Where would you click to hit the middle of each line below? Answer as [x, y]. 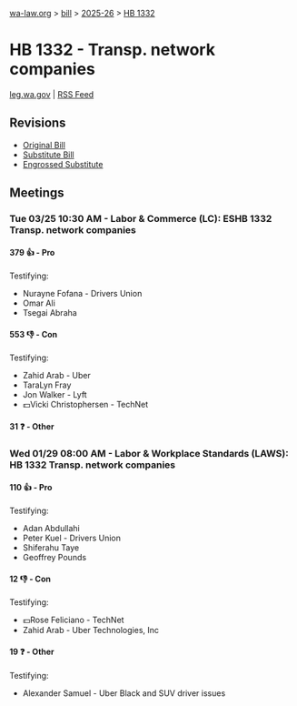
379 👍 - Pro [32, 252]
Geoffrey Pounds [54, 558]
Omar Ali [39, 303]
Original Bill [44, 145]
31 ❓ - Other [32, 427]
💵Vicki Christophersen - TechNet [85, 405]
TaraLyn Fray [47, 385]
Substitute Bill [48, 155]
